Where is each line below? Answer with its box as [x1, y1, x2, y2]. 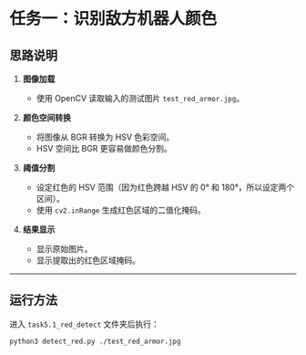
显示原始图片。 [36, 244, 93, 254]
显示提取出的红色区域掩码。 [36, 255, 141, 266]
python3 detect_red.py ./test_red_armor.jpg [9, 337, 181, 346]
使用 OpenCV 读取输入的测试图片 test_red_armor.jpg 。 [36, 93, 244, 103]
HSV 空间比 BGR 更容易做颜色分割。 [36, 143, 173, 153]
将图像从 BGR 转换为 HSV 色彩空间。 [36, 131, 175, 142]
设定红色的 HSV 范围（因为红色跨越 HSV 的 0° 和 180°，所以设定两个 [36, 182, 295, 193]
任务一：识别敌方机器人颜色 [9, 8, 218, 29]
